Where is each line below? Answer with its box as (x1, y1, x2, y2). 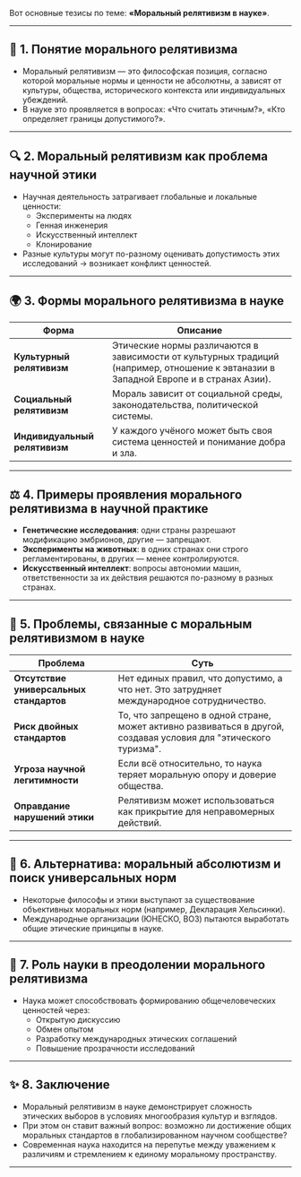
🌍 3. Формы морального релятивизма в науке (9, 293, 285, 308)
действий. (117, 817, 162, 829)
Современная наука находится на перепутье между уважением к (21, 1138, 276, 1150)
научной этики (9, 168, 97, 183)
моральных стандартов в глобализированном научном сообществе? (21, 1129, 288, 1140)
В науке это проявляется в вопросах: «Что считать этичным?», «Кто (21, 103, 286, 115)
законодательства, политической (111, 399, 259, 411)
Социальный (13, 394, 73, 406)
